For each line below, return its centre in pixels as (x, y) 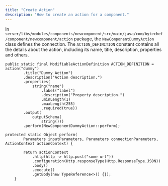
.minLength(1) (56, 99)
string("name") (48, 86)
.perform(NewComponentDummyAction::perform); (72, 126)
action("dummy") (22, 69)
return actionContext (46, 152)
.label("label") (58, 90)
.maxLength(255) (58, 104)
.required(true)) (59, 108)
